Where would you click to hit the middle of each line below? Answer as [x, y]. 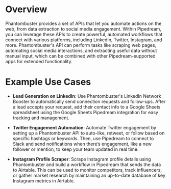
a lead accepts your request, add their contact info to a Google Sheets [87, 107]
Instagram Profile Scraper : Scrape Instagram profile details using [82, 159]
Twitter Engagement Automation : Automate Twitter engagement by [84, 127]
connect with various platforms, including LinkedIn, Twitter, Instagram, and [84, 40]
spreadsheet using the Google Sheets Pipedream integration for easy [85, 112]
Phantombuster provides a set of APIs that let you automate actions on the [83, 23]
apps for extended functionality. [39, 61]
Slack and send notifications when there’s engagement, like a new [82, 144]
